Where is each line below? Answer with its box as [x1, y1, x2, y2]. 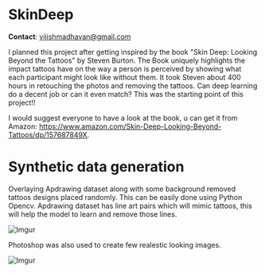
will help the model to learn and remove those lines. [8, 209, 177, 219]
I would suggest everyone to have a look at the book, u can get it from [8, 113, 238, 122]
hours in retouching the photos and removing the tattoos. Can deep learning [8, 81, 258, 90]
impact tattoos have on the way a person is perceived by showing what [8, 63, 242, 73]
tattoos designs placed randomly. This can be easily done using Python [8, 192, 243, 202]
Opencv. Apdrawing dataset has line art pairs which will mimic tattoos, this [8, 201, 252, 210]
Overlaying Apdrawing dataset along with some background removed [8, 184, 236, 194]
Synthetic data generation [8, 158, 185, 176]
